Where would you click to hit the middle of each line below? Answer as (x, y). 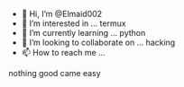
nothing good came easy (55, 73)
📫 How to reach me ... (63, 52)
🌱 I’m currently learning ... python (83, 33)
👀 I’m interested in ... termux (74, 23)
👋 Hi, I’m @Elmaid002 (62, 14)
